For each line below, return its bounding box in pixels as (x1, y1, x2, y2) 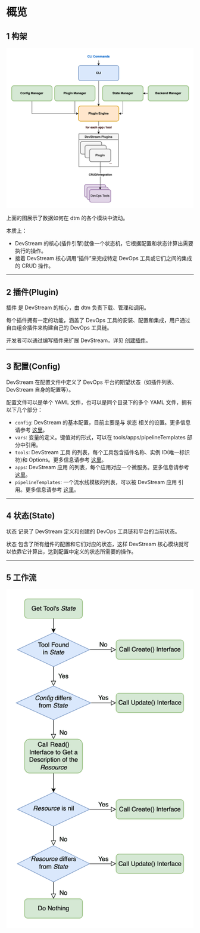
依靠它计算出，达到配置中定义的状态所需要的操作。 (11, 547, 137, 555)
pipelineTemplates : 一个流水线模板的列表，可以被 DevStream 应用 (14, 478, 177, 485)
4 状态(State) (6, 511, 55, 521)
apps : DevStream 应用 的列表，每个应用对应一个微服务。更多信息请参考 (14, 463, 189, 470)
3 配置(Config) (6, 362, 61, 372)
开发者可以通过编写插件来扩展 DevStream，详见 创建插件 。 (6, 337, 151, 344)
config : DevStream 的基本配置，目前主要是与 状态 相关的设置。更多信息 (14, 418, 191, 426)
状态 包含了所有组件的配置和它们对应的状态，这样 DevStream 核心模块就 (6, 540, 184, 547)
